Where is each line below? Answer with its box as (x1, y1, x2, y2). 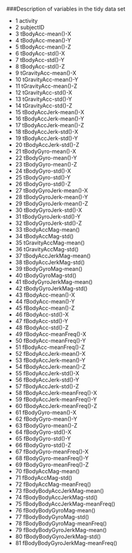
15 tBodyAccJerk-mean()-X (15, 109, 85, 116)
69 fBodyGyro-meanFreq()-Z (15, 461, 89, 468)
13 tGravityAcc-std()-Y (15, 95, 72, 103)
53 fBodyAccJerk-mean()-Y (15, 356, 86, 364)
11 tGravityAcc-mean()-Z (15, 82, 78, 90)
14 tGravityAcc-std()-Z (15, 102, 72, 109)
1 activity (15, 17, 38, 24)
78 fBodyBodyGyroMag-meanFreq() (15, 520, 107, 527)
